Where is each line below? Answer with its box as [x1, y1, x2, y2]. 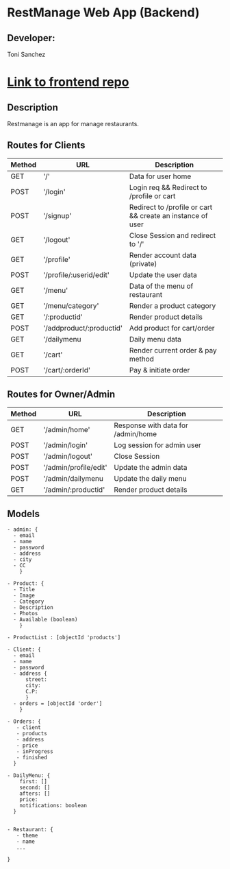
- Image [13, 592, 36, 599]
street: [25, 676, 48, 683]
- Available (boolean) [13, 616, 78, 623]
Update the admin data [114, 462, 188, 472]
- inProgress [16, 748, 53, 755]
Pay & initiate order [129, 365, 190, 374]
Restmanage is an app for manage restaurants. [7, 120, 139, 128]
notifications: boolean [19, 802, 88, 809]
